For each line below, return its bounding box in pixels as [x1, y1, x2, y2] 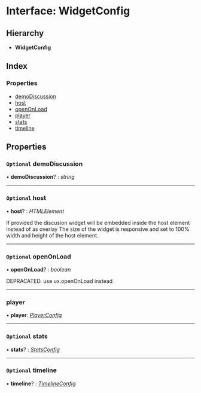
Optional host [6, 194, 47, 202]
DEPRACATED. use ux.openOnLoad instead [6, 277, 113, 285]
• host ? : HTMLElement [6, 208, 65, 215]
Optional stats [6, 332, 48, 340]
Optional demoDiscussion [6, 160, 83, 168]
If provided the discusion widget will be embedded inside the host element [6, 219, 190, 226]
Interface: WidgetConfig [6, 4, 130, 18]
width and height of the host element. [6, 231, 99, 239]
